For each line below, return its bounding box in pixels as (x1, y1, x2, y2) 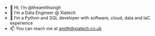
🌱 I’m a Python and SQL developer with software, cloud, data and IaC (9, 15, 151, 20)
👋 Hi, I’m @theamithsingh (9, 5, 61, 10)
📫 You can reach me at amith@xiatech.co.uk (9, 26, 102, 31)
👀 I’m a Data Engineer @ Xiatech (9, 10, 76, 16)
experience (9, 20, 33, 26)
